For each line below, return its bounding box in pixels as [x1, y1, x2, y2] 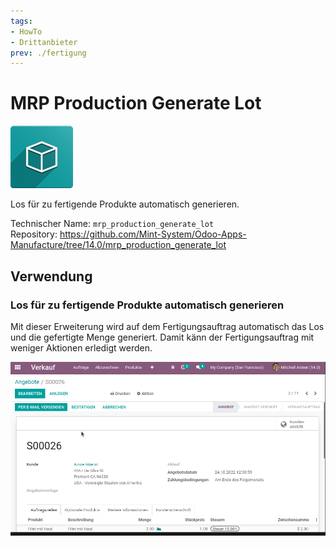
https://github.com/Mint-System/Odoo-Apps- [59, 228, 247, 240]
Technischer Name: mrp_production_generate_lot [10, 218, 215, 230]
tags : [10, 16, 33, 26]
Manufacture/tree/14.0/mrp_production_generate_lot [10, 239, 227, 251]
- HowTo [10, 26, 43, 37]
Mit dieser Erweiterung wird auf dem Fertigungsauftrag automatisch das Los [10, 320, 325, 332]
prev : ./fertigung [10, 48, 87, 58]
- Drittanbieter [10, 37, 78, 47]
